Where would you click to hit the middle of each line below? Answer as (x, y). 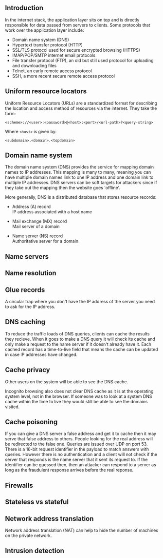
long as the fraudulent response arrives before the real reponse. (69, 470)
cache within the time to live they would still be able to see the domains (76, 401)
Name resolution (31, 273)
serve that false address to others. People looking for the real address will (79, 439)
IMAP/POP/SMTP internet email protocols (54, 55)
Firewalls (19, 485)
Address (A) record (31, 207)
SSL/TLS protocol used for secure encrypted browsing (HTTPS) (76, 50)
